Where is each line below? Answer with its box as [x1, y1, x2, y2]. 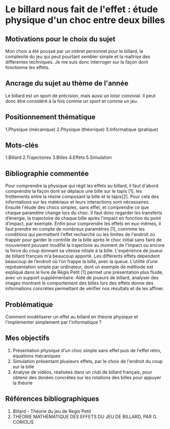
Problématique [5, 300, 53, 309]
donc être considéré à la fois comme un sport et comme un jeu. [5, 98, 138, 104]
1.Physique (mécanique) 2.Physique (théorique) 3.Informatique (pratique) [5, 126, 159, 132]
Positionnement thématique [5, 113, 96, 122]
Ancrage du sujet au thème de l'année [5, 79, 129, 88]
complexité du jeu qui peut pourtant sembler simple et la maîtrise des [5, 53, 150, 60]
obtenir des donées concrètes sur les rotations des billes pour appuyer [12, 374, 161, 380]
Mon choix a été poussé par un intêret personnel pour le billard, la [5, 48, 144, 54]
